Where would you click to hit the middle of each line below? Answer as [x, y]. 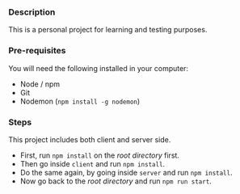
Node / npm [40, 84]
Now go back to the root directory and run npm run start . [116, 181]
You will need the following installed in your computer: [98, 68]
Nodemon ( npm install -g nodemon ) [80, 101]
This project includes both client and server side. [90, 139]
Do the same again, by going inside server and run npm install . [126, 172]
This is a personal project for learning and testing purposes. [108, 30]
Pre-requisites [37, 51]
